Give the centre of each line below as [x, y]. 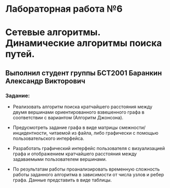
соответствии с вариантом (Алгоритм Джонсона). [68, 118]
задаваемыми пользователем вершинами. [60, 159]
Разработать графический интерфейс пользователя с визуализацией [89, 149]
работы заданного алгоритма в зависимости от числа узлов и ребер [88, 175]
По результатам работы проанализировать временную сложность [86, 169]
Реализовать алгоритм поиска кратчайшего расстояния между [82, 107]
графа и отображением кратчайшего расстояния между [75, 154]
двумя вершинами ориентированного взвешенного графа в [79, 112]
